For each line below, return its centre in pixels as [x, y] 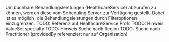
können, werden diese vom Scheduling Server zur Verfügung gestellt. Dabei [85, 13]
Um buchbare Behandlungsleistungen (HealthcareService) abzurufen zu [81, 7]
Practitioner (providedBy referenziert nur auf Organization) [66, 34]
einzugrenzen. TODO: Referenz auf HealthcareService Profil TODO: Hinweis [84, 23]
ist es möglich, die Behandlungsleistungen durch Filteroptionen [71, 18]
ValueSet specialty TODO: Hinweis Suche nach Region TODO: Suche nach [83, 29]
